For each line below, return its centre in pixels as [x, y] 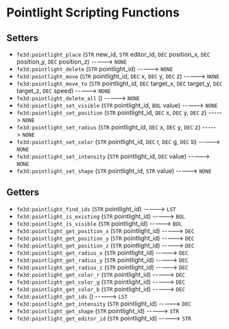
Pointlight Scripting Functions [93, 13]
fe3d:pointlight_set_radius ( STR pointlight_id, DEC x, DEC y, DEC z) [108, 127]
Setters [23, 38]
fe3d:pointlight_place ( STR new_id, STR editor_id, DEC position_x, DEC [113, 54]
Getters [23, 192]
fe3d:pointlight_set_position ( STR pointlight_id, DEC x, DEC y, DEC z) [111, 112]
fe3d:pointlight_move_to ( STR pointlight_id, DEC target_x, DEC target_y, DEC [119, 83]
